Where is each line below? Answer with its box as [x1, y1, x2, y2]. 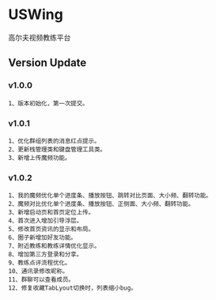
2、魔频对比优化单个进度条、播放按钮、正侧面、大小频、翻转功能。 [8, 200, 195, 208]
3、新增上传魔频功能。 [8, 154, 71, 161]
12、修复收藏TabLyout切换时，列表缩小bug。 [8, 284, 137, 292]
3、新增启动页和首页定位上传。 [8, 208, 95, 217]
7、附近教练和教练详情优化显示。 [8, 242, 100, 250]
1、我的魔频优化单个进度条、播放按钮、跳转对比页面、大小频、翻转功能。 [8, 192, 212, 199]
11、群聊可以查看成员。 [8, 275, 75, 284]
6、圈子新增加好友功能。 [8, 234, 77, 242]
